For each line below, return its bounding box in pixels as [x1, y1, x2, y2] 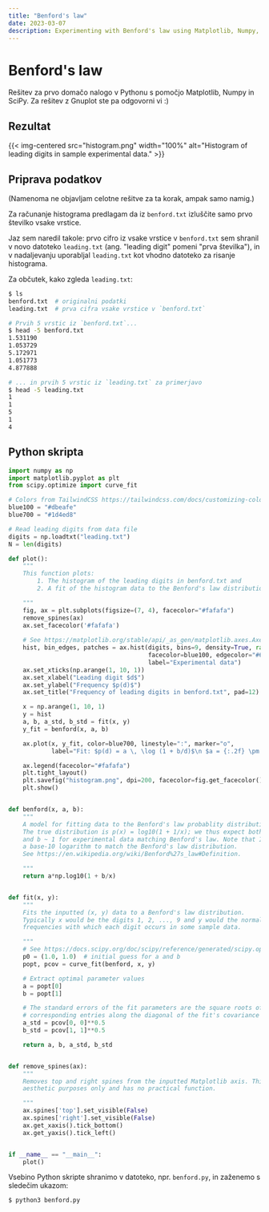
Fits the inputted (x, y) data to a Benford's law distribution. [22, 908, 246, 916]
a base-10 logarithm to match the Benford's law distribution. [22, 842, 239, 850]
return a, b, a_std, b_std [22, 1040, 113, 1048]
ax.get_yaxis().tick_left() [22, 1129, 116, 1137]
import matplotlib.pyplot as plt [8, 474, 120, 482]
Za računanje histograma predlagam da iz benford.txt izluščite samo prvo [8, 209, 253, 219]
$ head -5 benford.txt [8, 326, 84, 335]
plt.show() [22, 784, 59, 792]
